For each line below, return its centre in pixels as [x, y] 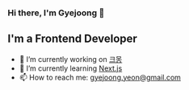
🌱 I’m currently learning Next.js [71, 68]
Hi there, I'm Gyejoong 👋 [56, 13]
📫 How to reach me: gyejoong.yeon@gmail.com [100, 77]
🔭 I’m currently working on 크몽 [71, 59]
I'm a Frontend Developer [73, 39]
